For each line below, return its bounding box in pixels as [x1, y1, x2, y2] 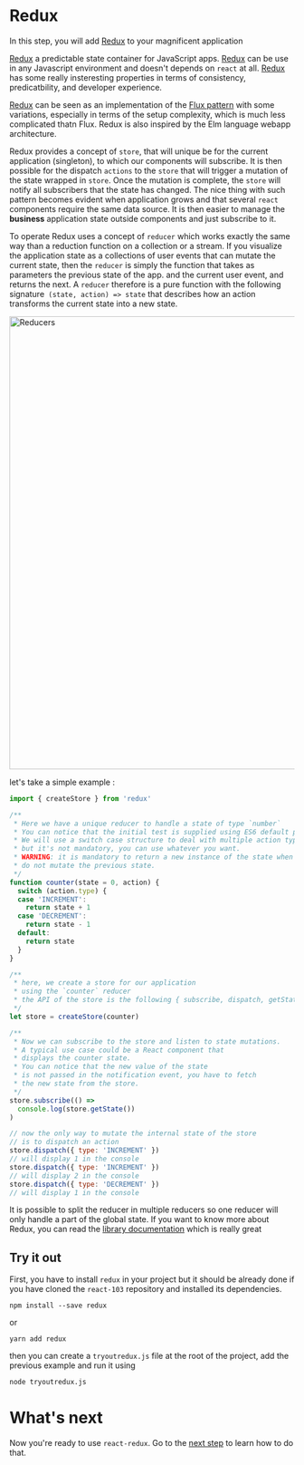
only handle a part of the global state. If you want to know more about [9, 1214, 270, 1225]
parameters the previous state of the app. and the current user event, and [9, 269, 284, 280]
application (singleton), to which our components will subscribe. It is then [9, 155, 283, 166]
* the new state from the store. [13, 1079, 140, 1088]
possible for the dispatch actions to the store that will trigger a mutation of [9, 165, 289, 176]
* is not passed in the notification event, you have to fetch [13, 1071, 257, 1080]
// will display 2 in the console [9, 1171, 140, 1181]
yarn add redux [9, 1335, 67, 1344]
